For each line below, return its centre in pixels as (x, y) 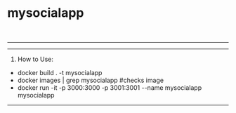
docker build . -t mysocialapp (60, 72)
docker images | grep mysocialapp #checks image (90, 80)
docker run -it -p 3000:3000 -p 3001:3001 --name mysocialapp (110, 87)
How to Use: (35, 59)
